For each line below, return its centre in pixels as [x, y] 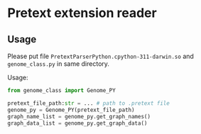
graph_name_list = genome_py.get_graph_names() [79, 116]
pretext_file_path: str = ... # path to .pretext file [89, 103]
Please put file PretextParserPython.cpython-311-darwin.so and [101, 56]
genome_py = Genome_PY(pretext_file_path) [71, 110]
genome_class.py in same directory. [59, 64]
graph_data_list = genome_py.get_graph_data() [77, 123]
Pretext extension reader [82, 13]
